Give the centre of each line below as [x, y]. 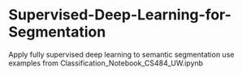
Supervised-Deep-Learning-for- [120, 15]
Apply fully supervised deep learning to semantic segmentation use [121, 54]
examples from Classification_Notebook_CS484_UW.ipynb [106, 63]
